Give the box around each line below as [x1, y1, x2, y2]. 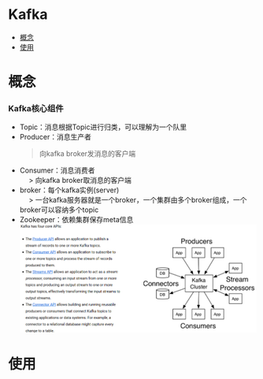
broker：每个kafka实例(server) [19, 185, 120, 195]
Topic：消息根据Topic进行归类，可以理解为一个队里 [19, 122, 187, 132]
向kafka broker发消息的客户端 [39, 149, 136, 158]
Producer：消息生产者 [19, 132, 92, 142]
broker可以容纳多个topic [19, 205, 99, 214]
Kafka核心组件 [8, 103, 65, 114]
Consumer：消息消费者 [19, 165, 96, 175]
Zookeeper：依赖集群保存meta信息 [19, 215, 134, 225]
